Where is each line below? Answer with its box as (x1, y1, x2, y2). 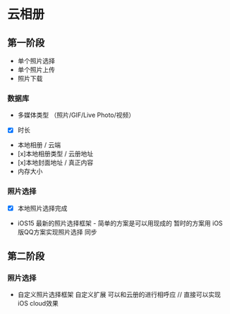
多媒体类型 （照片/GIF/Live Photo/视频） (17, 111, 135, 120)
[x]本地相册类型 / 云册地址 (17, 149, 94, 158)
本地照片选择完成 (17, 203, 68, 212)
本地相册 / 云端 (17, 141, 61, 149)
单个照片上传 (17, 65, 55, 74)
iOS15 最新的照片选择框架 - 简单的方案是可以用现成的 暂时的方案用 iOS (17, 219, 224, 227)
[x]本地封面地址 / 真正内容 (17, 158, 94, 167)
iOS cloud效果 (17, 299, 59, 308)
